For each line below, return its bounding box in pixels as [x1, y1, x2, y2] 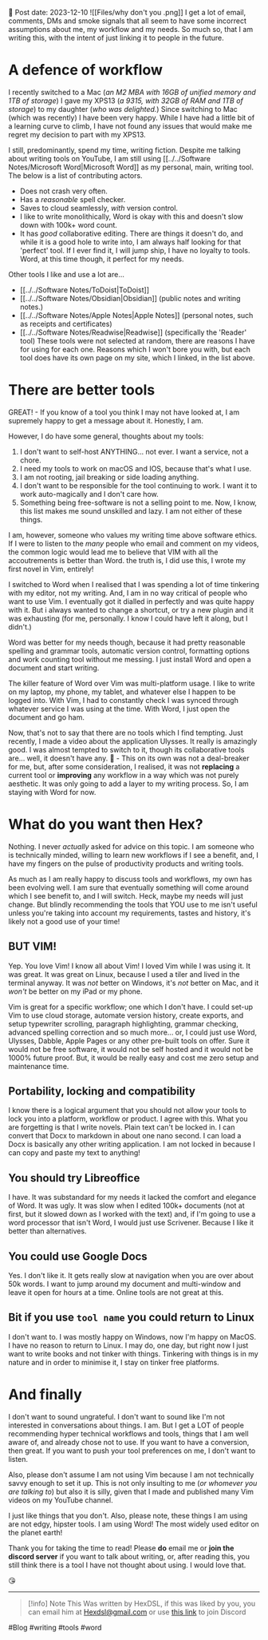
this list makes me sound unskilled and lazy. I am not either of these [19, 506, 242, 515]
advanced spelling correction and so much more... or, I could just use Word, [8, 1027, 258, 1037]
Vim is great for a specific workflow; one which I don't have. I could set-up [8, 1002, 254, 1011]
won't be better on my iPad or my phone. [8, 987, 143, 996]
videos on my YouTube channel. [8, 1495, 113, 1505]
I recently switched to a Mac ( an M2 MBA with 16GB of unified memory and [8, 87, 257, 97]
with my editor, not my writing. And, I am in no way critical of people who [8, 588, 248, 598]
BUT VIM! [8, 939, 57, 954]
